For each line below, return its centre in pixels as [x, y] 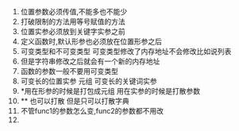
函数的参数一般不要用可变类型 [69, 71]
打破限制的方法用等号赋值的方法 [73, 21]
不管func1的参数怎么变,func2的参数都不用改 [92, 111]
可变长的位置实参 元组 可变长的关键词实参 [89, 81]
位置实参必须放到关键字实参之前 [73, 31]
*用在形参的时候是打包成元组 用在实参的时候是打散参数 [110, 91]
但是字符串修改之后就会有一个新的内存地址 [90, 61]
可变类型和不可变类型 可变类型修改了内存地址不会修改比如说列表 [126, 51]
